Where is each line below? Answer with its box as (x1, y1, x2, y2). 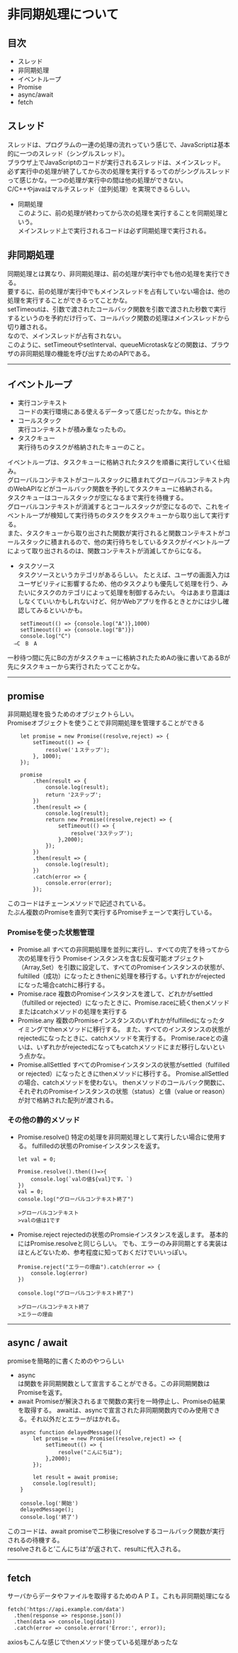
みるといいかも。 (36, 606, 86, 614)
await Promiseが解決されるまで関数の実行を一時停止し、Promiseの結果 (17, 1397, 226, 1405)
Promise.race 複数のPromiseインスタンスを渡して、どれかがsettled (17, 989, 213, 997)
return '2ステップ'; (45, 792, 102, 799)
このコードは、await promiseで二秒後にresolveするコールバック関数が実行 (7, 1527, 225, 1535)
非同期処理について (7, 6, 119, 23)
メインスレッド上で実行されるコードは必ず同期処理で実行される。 (17, 226, 210, 235)
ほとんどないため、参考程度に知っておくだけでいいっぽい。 (17, 1248, 191, 1256)
